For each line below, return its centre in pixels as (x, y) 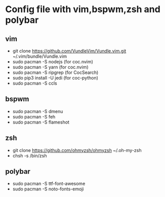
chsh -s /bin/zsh (30, 155)
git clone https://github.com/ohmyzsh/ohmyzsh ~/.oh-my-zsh (77, 150)
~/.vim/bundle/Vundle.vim (40, 56)
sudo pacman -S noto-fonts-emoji (48, 189)
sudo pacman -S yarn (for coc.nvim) (50, 67)
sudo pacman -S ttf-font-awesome (49, 184)
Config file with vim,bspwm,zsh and (83, 9)
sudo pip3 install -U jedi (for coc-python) (55, 78)
